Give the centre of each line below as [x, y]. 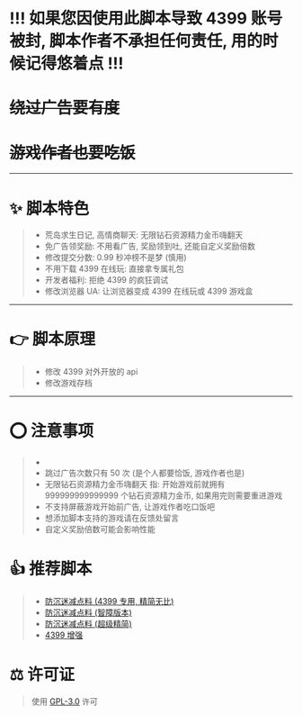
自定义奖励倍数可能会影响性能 [100, 529]
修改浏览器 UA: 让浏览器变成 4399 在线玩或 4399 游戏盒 [149, 291]
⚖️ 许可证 [42, 675]
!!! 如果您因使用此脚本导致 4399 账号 [146, 18]
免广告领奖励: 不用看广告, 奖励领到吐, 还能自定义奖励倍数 [150, 246]
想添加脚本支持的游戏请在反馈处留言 [112, 518]
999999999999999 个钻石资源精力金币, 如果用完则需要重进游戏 [164, 495]
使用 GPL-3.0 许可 [64, 701]
